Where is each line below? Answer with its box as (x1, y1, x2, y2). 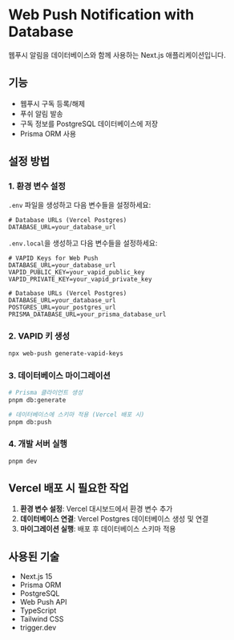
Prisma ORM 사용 (19, 128, 77, 138)
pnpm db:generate (8, 395, 67, 404)
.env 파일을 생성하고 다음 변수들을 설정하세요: (8, 201, 151, 210)
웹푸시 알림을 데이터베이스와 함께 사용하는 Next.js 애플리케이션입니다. (8, 50, 227, 59)
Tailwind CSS (19, 614, 64, 624)
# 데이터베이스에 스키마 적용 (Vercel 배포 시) (8, 411, 145, 419)
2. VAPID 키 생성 (8, 330, 71, 342)
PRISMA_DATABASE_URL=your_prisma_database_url (8, 310, 167, 318)
